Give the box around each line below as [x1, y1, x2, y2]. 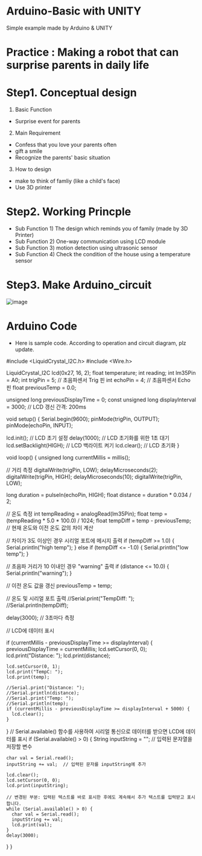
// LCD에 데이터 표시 [6, 627, 55, 634]
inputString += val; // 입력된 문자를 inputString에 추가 [6, 761, 147, 767]
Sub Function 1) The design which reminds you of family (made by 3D [14, 225, 188, 232]
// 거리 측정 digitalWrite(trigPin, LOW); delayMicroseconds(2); [6, 466, 158, 473]
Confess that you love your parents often [14, 141, 117, 149]
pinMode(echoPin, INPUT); [6, 421, 74, 429]
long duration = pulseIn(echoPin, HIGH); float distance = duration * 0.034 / [6, 491, 192, 498]
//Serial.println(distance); [6, 690, 80, 696]
